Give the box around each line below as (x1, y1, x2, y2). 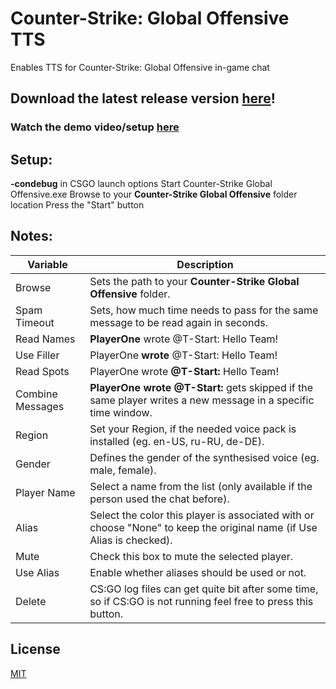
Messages (15, 399, 65, 413)
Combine (15, 387, 58, 401)
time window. (89, 405, 153, 419)
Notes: (10, 228, 53, 245)
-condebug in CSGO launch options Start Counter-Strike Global (10, 178, 273, 190)
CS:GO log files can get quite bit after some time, (89, 582, 319, 596)
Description (176, 257, 234, 271)
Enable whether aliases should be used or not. (89, 565, 307, 579)
